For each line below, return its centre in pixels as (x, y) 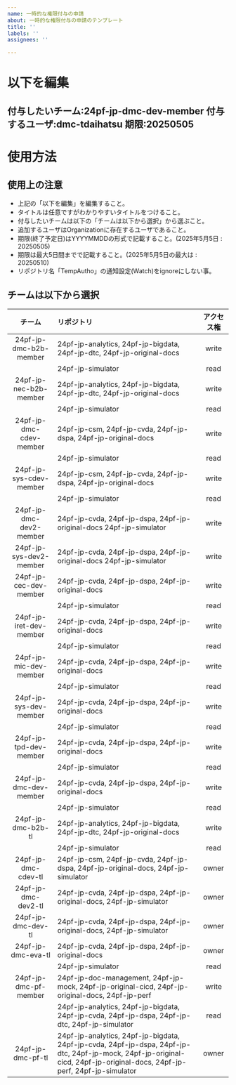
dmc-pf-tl (31, 1058)
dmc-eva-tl (31, 954)
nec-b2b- (31, 388)
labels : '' (23, 33)
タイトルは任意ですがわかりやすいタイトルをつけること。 (100, 212)
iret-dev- (31, 626)
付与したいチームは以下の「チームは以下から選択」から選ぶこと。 (113, 221)
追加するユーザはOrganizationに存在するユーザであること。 (104, 230)
